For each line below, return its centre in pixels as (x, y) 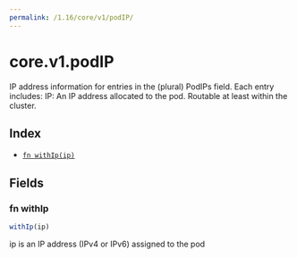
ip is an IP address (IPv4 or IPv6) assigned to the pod (107, 244)
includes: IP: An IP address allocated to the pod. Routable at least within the (148, 96)
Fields (27, 183)
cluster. (23, 105)
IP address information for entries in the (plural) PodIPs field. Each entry (142, 87)
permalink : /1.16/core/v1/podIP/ (72, 17)
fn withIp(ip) (48, 156)
